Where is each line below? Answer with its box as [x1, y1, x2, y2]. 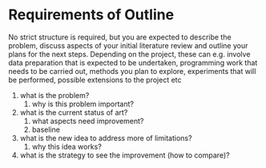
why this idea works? [31, 141, 102, 151]
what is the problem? [19, 90, 90, 100]
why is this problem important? [31, 99, 135, 109]
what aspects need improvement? [31, 116, 144, 125]
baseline [31, 125, 60, 134]
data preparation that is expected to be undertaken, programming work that [8, 58, 258, 68]
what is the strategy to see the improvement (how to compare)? [19, 150, 230, 160]
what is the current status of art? [19, 107, 128, 117]
